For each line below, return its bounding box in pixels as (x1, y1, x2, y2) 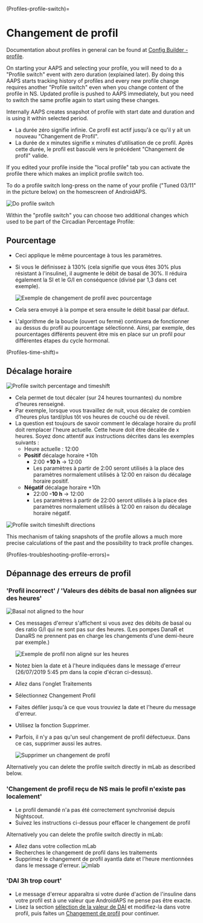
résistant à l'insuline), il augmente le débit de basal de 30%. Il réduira (14, 269, 187, 277)
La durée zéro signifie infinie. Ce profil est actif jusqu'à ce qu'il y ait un (14, 126, 191, 133)
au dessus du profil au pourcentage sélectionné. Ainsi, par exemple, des (14, 324, 195, 331)
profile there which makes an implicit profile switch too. (6, 170, 144, 177)
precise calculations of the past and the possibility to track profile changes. (6, 539, 194, 546)
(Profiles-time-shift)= (6, 349, 59, 356)
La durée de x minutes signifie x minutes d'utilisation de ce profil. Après (14, 139, 193, 146)
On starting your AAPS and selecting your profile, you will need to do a (6, 64, 182, 71)
